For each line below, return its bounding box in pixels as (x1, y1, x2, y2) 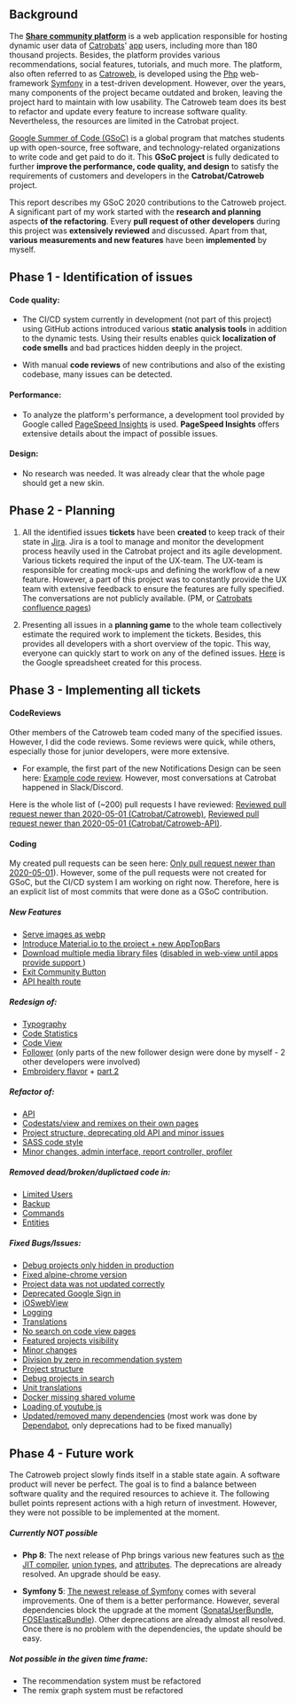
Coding (9, 838, 37, 849)
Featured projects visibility (21, 1335, 120, 1347)
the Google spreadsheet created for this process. (21, 656, 202, 668)
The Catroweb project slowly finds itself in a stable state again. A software (9, 1470, 281, 1480)
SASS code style (21, 1137, 84, 1148)
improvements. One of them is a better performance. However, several (21, 1596, 280, 1606)
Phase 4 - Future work (9, 1446, 135, 1461)
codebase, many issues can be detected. (21, 369, 173, 380)
